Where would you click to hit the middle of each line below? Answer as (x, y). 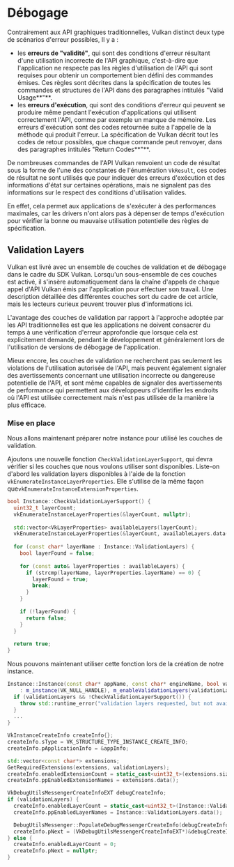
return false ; (46, 618)
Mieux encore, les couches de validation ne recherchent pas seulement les (115, 360)
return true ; (32, 644)
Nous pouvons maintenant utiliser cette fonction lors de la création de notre (116, 664)
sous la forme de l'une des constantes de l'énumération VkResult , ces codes (117, 170)
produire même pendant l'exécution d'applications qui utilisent (107, 112)
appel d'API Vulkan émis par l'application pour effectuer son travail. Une (110, 289)
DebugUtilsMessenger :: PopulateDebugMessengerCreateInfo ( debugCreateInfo (121, 825)
